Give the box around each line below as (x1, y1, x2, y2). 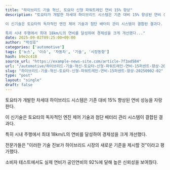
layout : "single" (5, 78, 42, 83)
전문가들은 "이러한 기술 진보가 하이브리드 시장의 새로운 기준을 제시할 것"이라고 (5, 142, 159, 148)
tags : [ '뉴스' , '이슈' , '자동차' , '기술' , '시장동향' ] (5, 49, 110, 54)
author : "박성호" (5, 40, 39, 45)
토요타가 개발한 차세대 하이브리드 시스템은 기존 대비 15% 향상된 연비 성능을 (5, 97, 153, 103)
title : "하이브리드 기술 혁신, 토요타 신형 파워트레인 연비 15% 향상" (5, 7, 133, 13)
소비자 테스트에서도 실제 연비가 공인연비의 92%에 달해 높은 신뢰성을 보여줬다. (5, 159, 158, 165)
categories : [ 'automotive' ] (5, 45, 65, 50)
